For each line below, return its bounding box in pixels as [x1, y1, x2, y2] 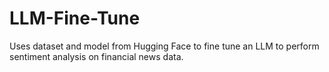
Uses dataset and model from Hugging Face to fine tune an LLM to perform [9, 40, 320, 52]
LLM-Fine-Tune [9, 7, 141, 30]
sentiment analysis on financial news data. [9, 50, 184, 62]
